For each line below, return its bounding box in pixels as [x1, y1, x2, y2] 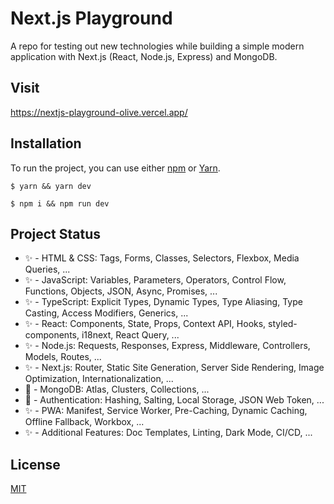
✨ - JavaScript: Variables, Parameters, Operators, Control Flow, [24, 274, 287, 286]
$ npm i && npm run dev [10, 198, 110, 209]
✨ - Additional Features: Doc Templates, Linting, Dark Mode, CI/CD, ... [24, 427, 313, 439]
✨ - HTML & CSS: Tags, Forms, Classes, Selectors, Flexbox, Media [24, 252, 300, 264]
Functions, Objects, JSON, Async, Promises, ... [24, 285, 218, 297]
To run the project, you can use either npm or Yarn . [10, 162, 221, 174]
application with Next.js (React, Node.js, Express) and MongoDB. [10, 50, 278, 62]
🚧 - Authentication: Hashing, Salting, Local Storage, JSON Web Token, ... [24, 394, 325, 406]
